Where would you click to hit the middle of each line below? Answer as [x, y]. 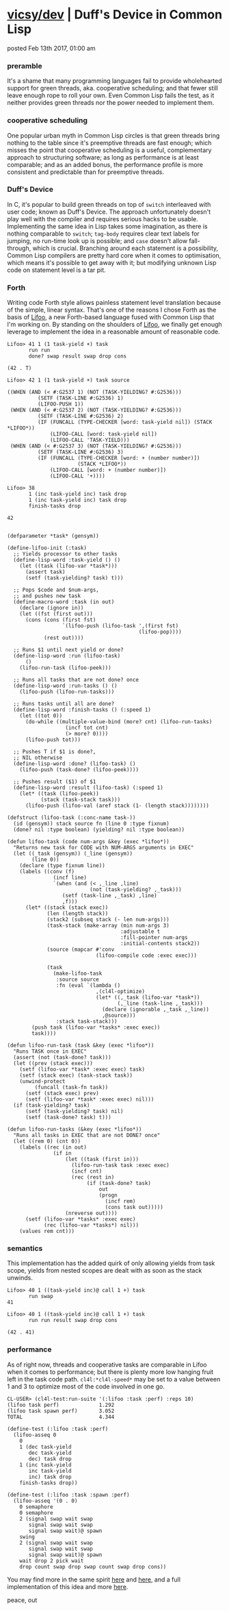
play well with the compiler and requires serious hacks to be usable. [103, 218]
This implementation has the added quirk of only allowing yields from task [111, 1263]
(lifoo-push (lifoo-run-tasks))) [67, 692]
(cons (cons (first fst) [60, 620]
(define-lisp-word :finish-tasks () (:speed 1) [82, 710]
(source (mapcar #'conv [81, 950]
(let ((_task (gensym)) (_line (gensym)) [73, 854]
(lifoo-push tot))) [53, 740]
